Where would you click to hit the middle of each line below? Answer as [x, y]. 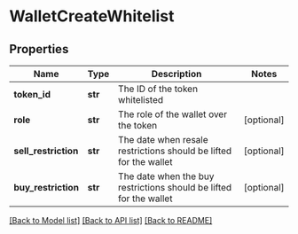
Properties [39, 49]
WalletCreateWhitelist [92, 16]
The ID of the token [158, 89]
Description [176, 74]
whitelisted [141, 100]
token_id [32, 94]
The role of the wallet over [173, 114]
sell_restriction [46, 151]
